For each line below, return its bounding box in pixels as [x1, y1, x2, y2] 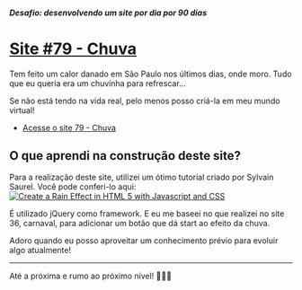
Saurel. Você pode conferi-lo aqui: [9, 181, 137, 192]
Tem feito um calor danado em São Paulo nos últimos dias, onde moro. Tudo [9, 68, 292, 79]
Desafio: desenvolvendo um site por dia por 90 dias [9, 7, 208, 18]
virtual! [9, 104, 35, 116]
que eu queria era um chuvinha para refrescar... [9, 77, 186, 89]
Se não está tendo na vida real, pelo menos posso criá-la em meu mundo [9, 95, 280, 106]
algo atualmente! [9, 245, 72, 256]
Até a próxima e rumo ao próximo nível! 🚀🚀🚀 [9, 270, 173, 282]
